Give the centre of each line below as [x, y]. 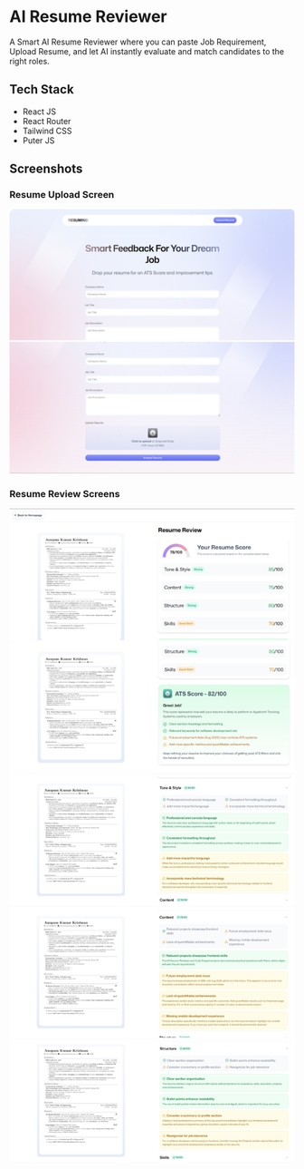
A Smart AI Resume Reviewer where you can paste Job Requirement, [138, 42]
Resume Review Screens [65, 493]
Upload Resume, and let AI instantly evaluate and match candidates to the [147, 51]
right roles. [29, 61]
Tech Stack [42, 89]
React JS [39, 112]
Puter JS [38, 140]
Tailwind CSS [47, 131]
